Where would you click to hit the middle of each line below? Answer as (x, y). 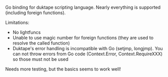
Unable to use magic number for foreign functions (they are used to (83, 38)
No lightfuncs (27, 32)
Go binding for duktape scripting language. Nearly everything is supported (83, 7)
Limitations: (17, 23)
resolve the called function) (41, 43)
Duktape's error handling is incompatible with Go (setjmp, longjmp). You (88, 48)
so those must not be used (40, 59)
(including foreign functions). (35, 13)
